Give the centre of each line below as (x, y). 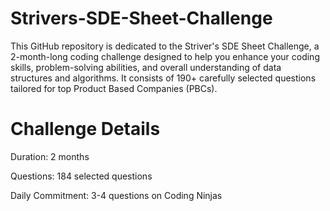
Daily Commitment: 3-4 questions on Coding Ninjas (116, 195)
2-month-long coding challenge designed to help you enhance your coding (165, 56)
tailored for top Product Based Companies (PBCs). (114, 88)
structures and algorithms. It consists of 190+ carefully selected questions (163, 78)
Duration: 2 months (50, 156)
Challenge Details (85, 129)
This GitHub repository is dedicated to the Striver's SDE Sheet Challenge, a (165, 46)
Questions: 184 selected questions (81, 176)
